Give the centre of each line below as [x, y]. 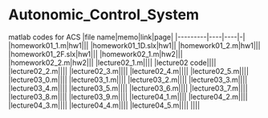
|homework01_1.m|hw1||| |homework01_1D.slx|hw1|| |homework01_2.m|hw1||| [134, 45]
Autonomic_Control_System [104, 15]
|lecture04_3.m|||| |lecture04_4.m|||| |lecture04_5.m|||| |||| [104, 105]
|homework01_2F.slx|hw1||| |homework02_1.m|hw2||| [95, 54]
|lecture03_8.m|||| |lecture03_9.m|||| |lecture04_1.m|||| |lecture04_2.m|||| [128, 96]
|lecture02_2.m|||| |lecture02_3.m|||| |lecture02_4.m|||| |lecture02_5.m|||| [128, 71]
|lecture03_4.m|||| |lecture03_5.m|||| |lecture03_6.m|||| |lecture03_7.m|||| [128, 88]
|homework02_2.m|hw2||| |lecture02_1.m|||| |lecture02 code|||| [112, 63]
